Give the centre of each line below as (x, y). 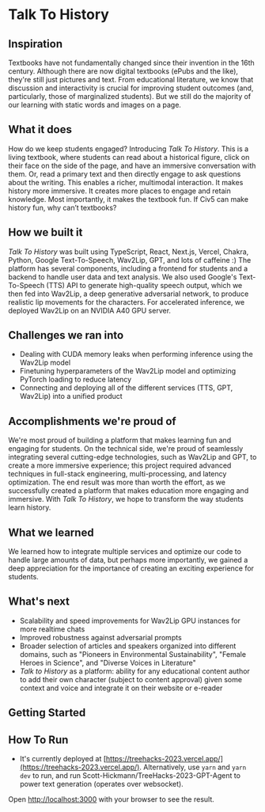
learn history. (30, 507)
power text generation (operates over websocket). (101, 784)
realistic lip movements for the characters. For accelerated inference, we (127, 302)
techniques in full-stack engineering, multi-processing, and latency (117, 474)
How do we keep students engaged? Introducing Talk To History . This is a (129, 149)
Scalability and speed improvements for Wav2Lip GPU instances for (130, 620)
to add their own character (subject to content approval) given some (131, 679)
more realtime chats (52, 629)
